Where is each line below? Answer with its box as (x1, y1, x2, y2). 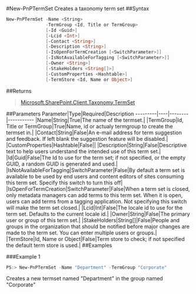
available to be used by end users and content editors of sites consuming (6, 173, 184, 180)
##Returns (6, 87, 32, 94)
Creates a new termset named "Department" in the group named (6, 275, 163, 282)
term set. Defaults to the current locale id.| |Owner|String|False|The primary (6, 210, 190, 217)
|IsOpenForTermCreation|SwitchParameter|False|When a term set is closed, (6, 185, 190, 192)
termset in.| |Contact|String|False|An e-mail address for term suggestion (6, 129, 182, 136)
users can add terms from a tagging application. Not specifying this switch (6, 197, 187, 205)
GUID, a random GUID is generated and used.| (6, 160, 118, 167)
